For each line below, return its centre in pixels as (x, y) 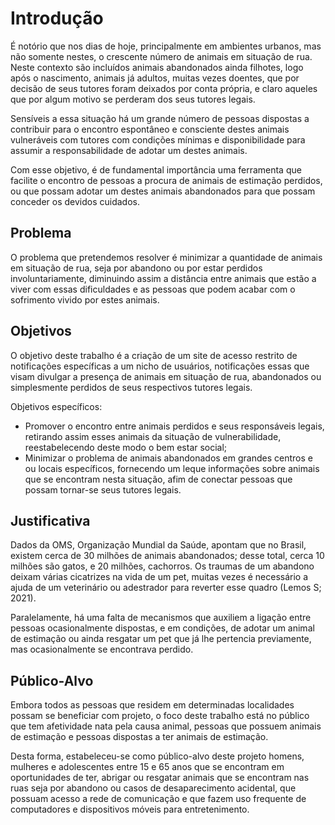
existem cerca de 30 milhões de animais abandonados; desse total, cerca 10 (167, 556)
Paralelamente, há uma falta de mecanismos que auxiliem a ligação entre (161, 618)
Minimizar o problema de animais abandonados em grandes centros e (168, 458)
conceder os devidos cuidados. (75, 201)
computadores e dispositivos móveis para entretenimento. (130, 809)
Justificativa (50, 520)
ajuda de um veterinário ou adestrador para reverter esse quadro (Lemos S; (166, 588)
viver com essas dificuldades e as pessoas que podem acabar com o (153, 289)
